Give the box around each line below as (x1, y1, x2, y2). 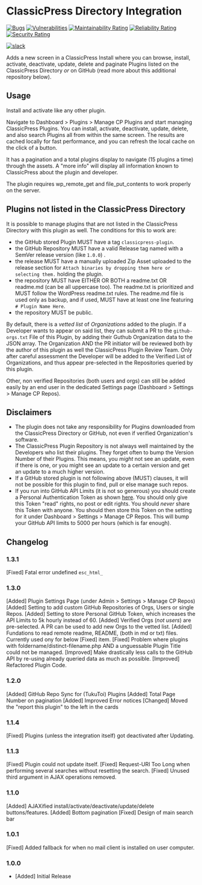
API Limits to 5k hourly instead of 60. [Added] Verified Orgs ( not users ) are (6, 617, 191, 624)
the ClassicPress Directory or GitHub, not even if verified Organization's (14, 430, 194, 437)
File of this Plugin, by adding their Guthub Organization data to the (29, 333, 194, 340)
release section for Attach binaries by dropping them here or (14, 264, 171, 271)
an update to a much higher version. (14, 468, 105, 475)
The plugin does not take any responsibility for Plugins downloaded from (14, 423, 195, 431)
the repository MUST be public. (14, 309, 93, 316)
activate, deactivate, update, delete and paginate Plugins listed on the (6, 60, 179, 68)
